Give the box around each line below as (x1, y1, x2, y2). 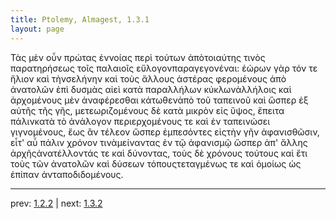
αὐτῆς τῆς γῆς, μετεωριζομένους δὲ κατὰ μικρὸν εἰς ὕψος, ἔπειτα (10, 104, 285, 116)
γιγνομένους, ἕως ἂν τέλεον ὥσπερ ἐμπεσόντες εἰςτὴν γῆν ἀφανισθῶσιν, (10, 126, 320, 138)
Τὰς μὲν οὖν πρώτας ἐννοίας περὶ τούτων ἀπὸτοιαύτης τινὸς (10, 51, 266, 63)
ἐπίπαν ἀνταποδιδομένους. (10, 168, 124, 180)
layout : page (10, 24, 65, 34)
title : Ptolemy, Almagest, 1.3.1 (10, 14, 150, 25)
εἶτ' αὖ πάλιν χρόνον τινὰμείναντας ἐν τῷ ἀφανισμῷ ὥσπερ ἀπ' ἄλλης (10, 136, 308, 148)
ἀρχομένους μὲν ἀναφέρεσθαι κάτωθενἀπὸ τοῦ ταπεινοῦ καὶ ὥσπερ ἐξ (10, 94, 309, 106)
